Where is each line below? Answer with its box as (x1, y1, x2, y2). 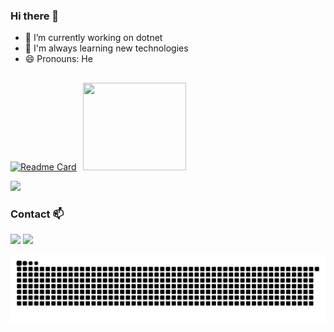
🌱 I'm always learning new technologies (24, 42, 189, 54)
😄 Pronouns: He (24, 53, 93, 65)
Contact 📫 (10, 207, 64, 221)
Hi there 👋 (10, 9, 60, 23)
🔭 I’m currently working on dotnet (24, 32, 163, 44)
